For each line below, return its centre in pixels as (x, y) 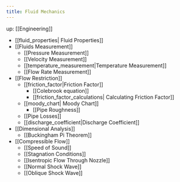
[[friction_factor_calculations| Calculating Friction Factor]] (103, 97)
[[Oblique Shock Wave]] (53, 172)
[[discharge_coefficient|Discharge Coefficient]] (82, 122)
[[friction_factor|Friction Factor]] (63, 84)
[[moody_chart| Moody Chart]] (61, 103)
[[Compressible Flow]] (42, 141)
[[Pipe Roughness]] (56, 109)
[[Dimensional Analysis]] (45, 128)
